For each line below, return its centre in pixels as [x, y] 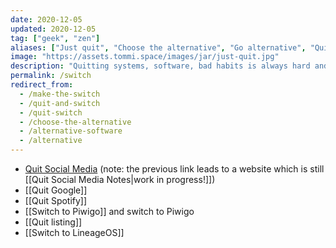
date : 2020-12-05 [46, 19]
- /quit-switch [51, 112]
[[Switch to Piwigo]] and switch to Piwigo [109, 211]
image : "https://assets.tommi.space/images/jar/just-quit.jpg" [145, 57]
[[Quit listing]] [53, 222]
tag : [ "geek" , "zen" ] [55, 38]
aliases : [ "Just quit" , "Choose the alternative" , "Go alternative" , [158, 47]
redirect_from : [42, 85]
